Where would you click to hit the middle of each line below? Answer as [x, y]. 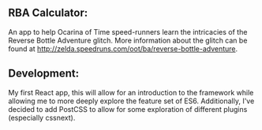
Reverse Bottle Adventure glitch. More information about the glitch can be [128, 40]
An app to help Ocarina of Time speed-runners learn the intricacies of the [128, 32]
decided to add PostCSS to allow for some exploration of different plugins [128, 109]
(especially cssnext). [42, 117]
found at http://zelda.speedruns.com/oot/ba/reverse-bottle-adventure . [123, 48]
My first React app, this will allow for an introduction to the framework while [131, 92]
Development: [44, 74]
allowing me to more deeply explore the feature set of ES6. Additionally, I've [131, 101]
